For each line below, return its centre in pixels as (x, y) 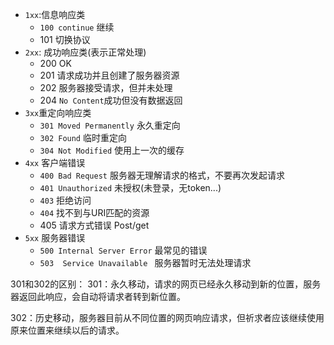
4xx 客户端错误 (55, 162)
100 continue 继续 (77, 27)
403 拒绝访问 (65, 200)
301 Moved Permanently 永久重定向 (110, 125)
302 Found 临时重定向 (83, 137)
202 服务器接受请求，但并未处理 (106, 87)
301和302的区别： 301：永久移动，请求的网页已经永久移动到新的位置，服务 (166, 284)
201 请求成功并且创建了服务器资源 (109, 75)
